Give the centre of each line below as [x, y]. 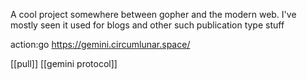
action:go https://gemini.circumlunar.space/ [100, 44]
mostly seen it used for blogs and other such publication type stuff [147, 25]
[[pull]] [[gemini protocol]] [64, 63]
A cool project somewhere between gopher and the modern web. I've [153, 14]
